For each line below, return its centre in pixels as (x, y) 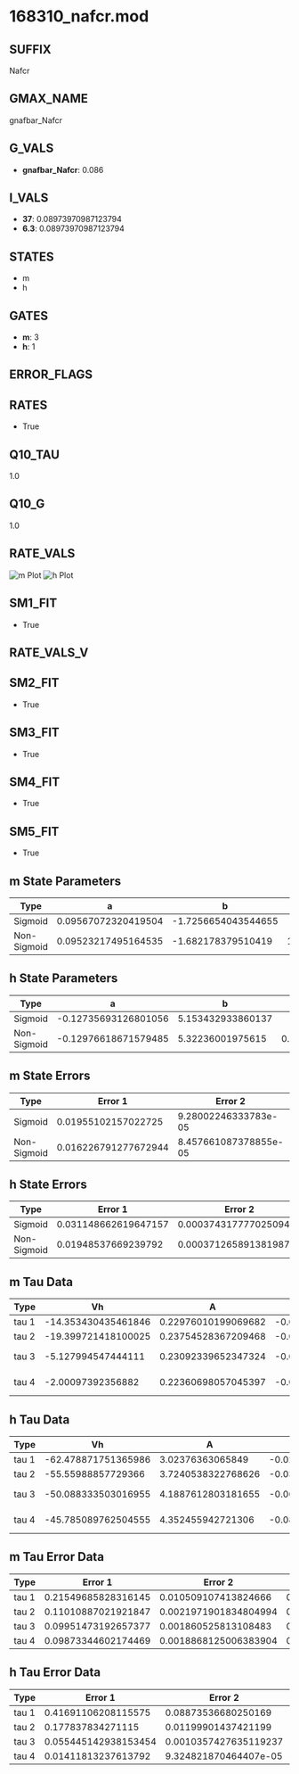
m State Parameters (65, 881)
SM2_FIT (34, 683)
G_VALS (32, 149)
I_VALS (29, 198)
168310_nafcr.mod (79, 17)
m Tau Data (41, 1282)
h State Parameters (64, 978)
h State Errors (48, 1184)
